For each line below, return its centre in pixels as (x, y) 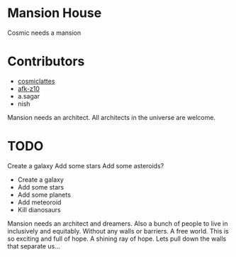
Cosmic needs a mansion (44, 33)
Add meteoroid (39, 202)
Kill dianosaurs (39, 209)
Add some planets (44, 195)
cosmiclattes (36, 81)
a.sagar (29, 96)
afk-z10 (29, 88)
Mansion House (55, 13)
